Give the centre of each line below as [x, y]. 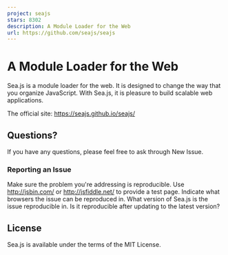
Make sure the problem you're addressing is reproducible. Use [96, 185]
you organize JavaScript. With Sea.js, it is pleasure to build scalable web [110, 93]
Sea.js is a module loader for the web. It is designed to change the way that [114, 86]
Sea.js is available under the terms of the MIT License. [84, 245]
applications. [25, 100]
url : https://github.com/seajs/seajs [61, 33]
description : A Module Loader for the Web [69, 26]
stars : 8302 [24, 20]
